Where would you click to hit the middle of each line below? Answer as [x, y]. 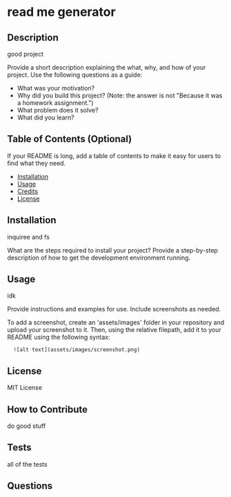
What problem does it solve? [58, 110]
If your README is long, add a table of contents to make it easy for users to [114, 155]
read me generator [61, 12]
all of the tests [27, 464]
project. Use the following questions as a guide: [75, 75]
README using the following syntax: [59, 337]
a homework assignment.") [55, 103]
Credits [28, 191]
